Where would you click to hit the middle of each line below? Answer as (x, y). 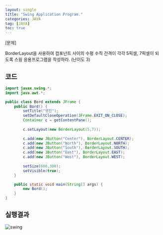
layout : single (21, 10)
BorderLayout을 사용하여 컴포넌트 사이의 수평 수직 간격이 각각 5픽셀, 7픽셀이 (80, 53)
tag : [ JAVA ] (17, 23)
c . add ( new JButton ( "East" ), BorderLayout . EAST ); (74, 152)
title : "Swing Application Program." (44, 14)
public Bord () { (31, 106)
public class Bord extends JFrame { (43, 102)
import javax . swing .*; (28, 88)
